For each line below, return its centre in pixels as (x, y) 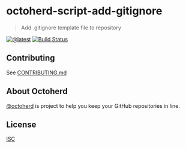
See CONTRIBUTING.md (37, 73)
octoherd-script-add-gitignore (84, 11)
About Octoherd (37, 91)
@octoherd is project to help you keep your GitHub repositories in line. (93, 105)
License (21, 124)
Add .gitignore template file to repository (71, 28)
